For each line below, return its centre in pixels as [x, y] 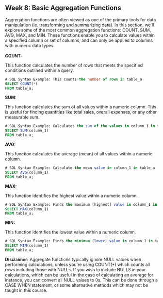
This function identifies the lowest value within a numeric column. [71, 232]
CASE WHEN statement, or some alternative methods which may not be [77, 285]
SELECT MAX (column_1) [27, 209]
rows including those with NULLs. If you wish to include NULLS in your [75, 269]
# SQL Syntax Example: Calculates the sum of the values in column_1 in [80, 126]
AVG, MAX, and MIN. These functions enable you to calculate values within [80, 35]
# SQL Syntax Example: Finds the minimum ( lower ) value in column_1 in [79, 241]
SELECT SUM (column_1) [27, 131]
